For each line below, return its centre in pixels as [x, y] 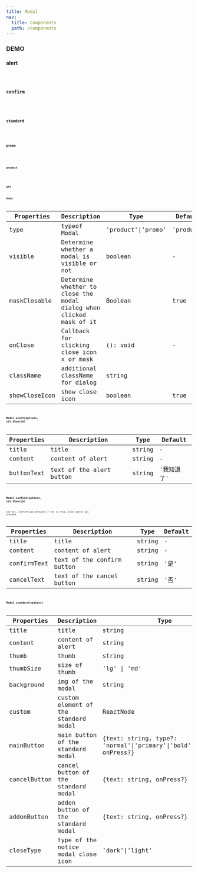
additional [79, 369]
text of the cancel [86, 576]
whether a [77, 249]
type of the [77, 840]
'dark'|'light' [127, 851]
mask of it [79, 322]
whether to [79, 287]
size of [70, 665]
